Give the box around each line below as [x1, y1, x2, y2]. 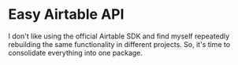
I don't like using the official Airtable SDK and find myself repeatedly [8, 31, 230, 41]
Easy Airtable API [8, 5, 125, 23]
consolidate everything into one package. [8, 48, 143, 57]
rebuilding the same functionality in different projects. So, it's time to [8, 39, 231, 49]
